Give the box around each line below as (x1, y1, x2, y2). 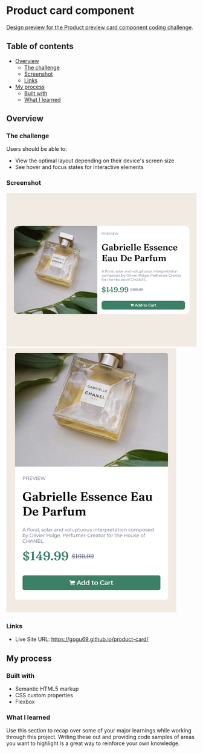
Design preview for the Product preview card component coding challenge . (6, 24, 193, 31)
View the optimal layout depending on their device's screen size (14, 157, 175, 164)
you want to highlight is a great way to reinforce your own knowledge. (6, 740, 180, 747)
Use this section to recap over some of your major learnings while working (6, 727, 192, 734)
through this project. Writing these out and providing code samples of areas (6, 734, 195, 741)
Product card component (6, 4, 135, 18)
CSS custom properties (14, 692, 74, 699)
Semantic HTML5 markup (14, 685, 79, 692)
